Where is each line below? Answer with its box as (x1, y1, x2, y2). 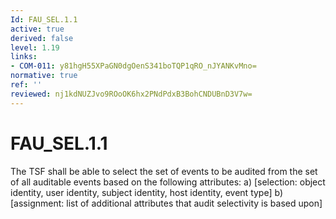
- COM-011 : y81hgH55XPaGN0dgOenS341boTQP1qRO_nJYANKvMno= (10, 61, 257, 71)
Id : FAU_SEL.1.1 (10, 14, 78, 25)
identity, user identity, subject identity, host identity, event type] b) (10, 186, 284, 198)
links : (10, 52, 38, 62)
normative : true (10, 71, 78, 81)
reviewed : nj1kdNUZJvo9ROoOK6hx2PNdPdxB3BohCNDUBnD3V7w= (10, 89, 253, 99)
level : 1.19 (10, 42, 60, 53)
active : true (10, 24, 65, 34)
